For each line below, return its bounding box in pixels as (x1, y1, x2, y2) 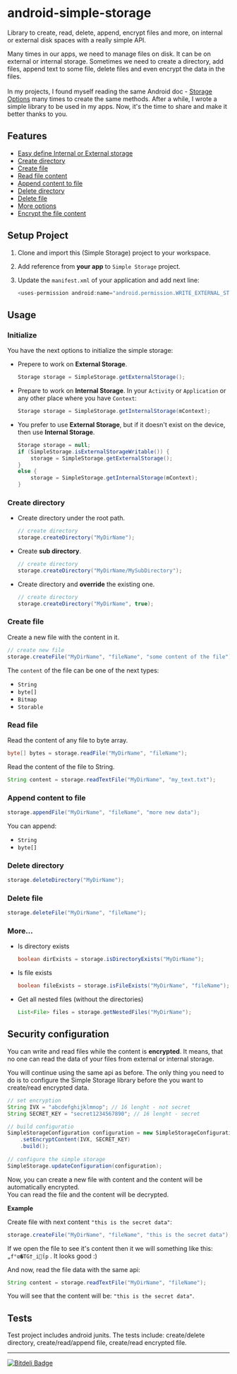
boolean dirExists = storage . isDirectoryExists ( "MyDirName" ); (17, 956, 205, 963)
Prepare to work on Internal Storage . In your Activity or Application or (17, 387, 226, 395)
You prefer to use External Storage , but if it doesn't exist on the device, (17, 420, 226, 429)
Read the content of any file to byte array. (7, 735, 128, 744)
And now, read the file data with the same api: (7, 1265, 140, 1274)
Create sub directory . (17, 547, 81, 556)
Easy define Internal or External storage (17, 149, 133, 157)
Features (7, 130, 47, 142)
